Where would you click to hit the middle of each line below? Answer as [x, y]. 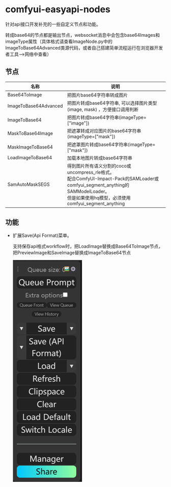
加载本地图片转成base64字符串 [99, 158]
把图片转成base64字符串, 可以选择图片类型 [112, 103]
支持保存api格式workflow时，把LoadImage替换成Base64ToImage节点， [88, 247]
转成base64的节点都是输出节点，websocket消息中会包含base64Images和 [83, 35]
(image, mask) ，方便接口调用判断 [103, 109]
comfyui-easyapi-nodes [58, 9]
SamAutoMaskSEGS [28, 184]
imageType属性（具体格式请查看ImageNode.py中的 [59, 41]
